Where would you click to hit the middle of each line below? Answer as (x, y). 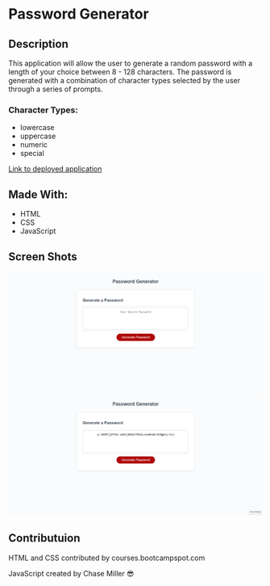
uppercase (38, 136)
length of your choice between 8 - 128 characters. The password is (120, 72)
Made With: (38, 194)
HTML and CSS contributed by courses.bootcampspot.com (107, 558)
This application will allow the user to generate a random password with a (131, 63)
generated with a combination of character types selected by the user (124, 80)
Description (38, 44)
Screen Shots (43, 257)
